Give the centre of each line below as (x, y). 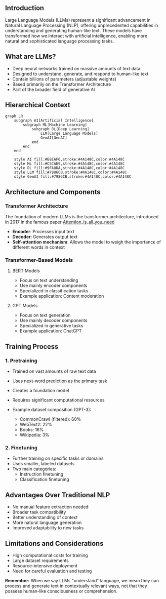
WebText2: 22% (36, 425)
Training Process (32, 346)
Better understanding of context (45, 518)
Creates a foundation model (41, 391)
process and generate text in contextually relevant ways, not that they (76, 586)
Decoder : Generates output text (45, 237)
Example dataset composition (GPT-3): (52, 410)
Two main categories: (34, 469)
